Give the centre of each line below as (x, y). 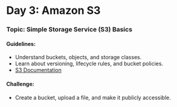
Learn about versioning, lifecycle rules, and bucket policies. (89, 63)
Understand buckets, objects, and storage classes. (78, 57)
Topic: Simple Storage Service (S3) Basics (69, 30)
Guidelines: (21, 44)
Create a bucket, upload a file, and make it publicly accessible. (93, 97)
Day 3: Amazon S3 (53, 11)
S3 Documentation (38, 70)
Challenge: (20, 84)
